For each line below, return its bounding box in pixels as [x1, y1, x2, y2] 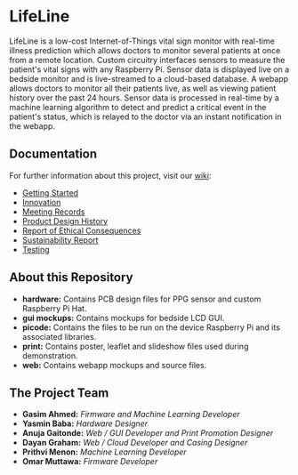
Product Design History [21, 215, 109, 226]
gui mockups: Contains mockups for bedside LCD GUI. [21, 312, 225, 323]
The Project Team [9, 385, 109, 400]
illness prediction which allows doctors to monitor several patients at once [9, 44, 281, 55]
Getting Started [21, 187, 78, 197]
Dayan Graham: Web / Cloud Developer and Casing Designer [21, 438, 248, 448]
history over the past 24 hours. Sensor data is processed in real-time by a [9, 92, 280, 103]
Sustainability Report [21, 234, 99, 246]
